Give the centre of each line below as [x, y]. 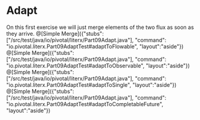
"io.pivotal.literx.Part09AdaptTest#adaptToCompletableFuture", [85, 104]
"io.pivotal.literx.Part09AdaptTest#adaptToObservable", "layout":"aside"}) [98, 65]
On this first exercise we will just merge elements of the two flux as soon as [100, 27]
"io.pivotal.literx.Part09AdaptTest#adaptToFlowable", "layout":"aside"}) [95, 46]
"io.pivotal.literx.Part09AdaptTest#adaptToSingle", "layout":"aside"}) [92, 84]
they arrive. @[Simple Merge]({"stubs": [55, 33]
